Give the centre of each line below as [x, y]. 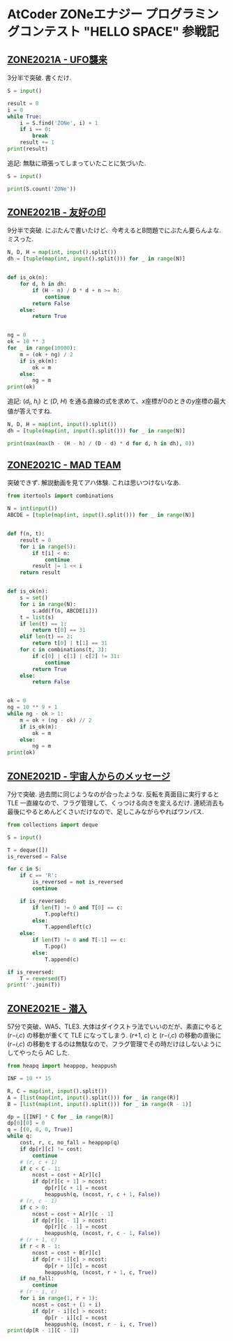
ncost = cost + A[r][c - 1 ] [73, 1214]
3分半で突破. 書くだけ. [39, 78]
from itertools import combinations [60, 496]
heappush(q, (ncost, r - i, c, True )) [101, 1324]
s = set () [34, 598]
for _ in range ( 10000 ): [42, 348]
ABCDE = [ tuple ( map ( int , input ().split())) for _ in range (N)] [101, 515]
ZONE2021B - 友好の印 [57, 212]
